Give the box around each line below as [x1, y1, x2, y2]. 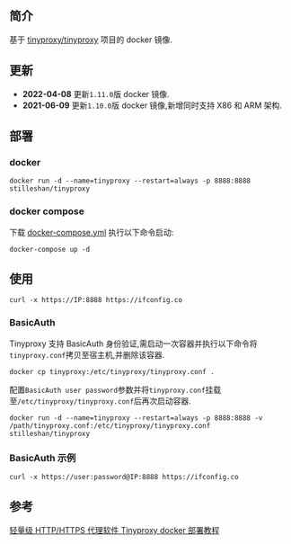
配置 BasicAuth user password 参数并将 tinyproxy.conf [9, 384, 206, 395]
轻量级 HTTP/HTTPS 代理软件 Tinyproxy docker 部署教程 [9, 524, 220, 535]
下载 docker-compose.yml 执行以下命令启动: [9, 227, 174, 237]
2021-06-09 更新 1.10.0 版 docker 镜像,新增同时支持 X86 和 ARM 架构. [22, 100, 283, 111]
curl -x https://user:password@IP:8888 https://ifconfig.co [9, 473, 240, 482]
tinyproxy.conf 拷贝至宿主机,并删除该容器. [9, 349, 165, 360]
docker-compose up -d [9, 245, 91, 254]
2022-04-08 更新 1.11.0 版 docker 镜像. [22, 88, 170, 99]
